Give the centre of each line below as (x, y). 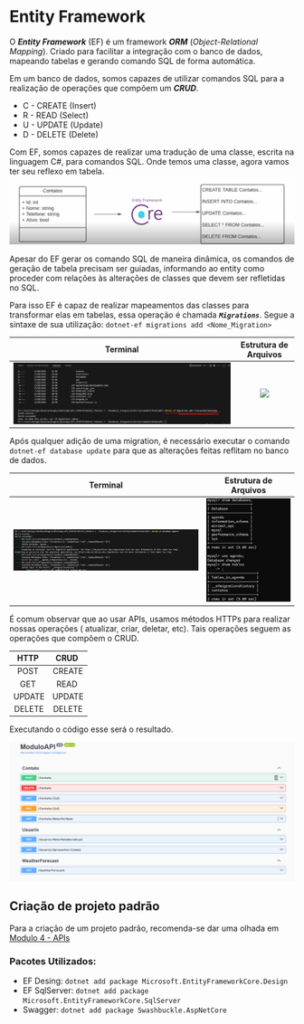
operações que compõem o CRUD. (74, 638)
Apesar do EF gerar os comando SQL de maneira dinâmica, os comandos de (152, 259)
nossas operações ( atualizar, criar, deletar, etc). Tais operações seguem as (150, 628)
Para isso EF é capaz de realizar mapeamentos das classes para (129, 306)
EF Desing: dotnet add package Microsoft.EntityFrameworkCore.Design (155, 981)
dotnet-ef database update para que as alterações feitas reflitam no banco (149, 450)
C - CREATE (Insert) (59, 105)
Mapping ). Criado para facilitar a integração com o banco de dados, (136, 51)
